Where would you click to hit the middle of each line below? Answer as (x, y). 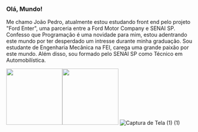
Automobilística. (26, 60)
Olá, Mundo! (25, 9)
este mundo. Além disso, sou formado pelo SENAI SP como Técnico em (95, 54)
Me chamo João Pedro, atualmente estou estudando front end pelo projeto (98, 22)
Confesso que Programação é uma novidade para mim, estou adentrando (97, 35)
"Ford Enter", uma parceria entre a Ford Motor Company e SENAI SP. (91, 28)
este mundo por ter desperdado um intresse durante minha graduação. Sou (99, 41)
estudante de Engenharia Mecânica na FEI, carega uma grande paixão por (98, 47)
